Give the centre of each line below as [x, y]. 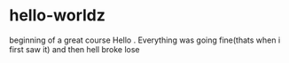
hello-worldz [58, 16]
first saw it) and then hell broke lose [74, 49]
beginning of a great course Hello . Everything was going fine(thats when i [145, 40]
